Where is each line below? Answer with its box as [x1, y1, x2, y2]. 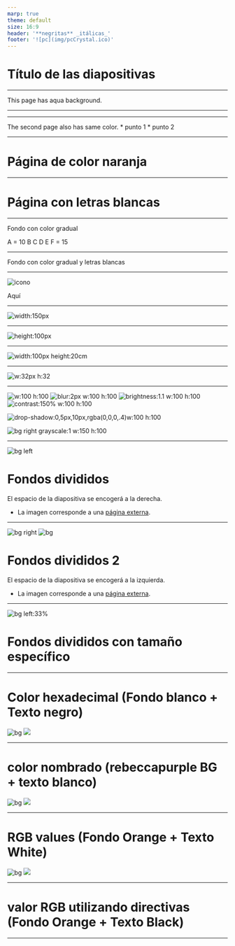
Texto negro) [7, 704, 83, 720]
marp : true [7, 10, 39, 17]
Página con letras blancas [7, 195, 161, 211]
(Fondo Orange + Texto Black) [7, 914, 184, 930]
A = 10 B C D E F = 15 [7, 237, 69, 246]
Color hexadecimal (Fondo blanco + [7, 689, 218, 705]
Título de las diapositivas [7, 66, 156, 83]
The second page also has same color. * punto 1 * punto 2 [7, 123, 175, 132]
